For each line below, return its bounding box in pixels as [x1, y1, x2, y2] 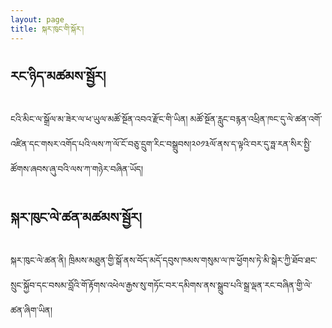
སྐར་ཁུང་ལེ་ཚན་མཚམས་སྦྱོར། [10, 209, 142, 226]
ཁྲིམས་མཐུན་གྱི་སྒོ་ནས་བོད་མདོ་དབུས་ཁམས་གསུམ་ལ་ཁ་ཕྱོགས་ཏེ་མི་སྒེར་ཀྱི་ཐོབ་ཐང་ [68, 254, 318, 266]
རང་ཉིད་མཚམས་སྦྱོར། [10, 67, 107, 85]
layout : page [10, 14, 65, 25]
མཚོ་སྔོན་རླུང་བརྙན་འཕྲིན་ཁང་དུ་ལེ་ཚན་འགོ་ [189, 113, 323, 125]
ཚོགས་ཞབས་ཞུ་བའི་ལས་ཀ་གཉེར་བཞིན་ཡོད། [10, 163, 144, 175]
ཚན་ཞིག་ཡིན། [10, 304, 53, 316]
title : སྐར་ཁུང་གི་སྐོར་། [10, 24, 85, 34]
